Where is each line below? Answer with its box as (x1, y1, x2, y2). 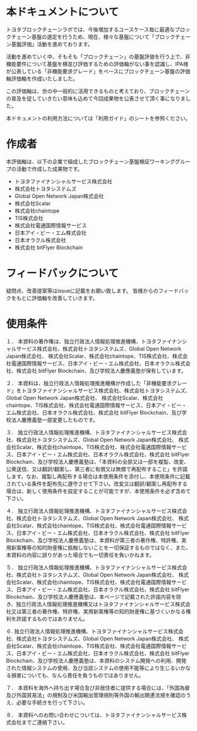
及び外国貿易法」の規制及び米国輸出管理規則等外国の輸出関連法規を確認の (6, 691, 186, 699)
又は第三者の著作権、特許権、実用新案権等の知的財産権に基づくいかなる (11, 608, 186, 615)
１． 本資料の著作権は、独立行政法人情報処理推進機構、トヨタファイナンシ (6, 338, 188, 345)
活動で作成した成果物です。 (16, 165, 83, 172)
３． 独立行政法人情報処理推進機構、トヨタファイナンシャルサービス (6, 429, 172, 436)
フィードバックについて (6, 267, 119, 280)
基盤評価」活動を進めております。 (11, 41, 93, 48)
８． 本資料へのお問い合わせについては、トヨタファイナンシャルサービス (6, 711, 182, 718)
